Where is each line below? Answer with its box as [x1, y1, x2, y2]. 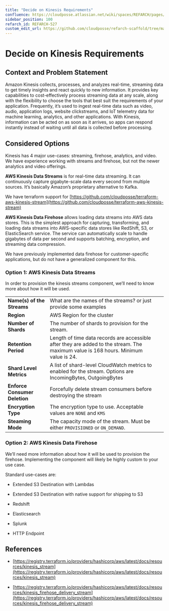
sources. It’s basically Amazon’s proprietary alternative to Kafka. [5, 184, 138, 190]
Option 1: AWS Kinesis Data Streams [5, 269, 96, 276]
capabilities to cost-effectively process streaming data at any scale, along [5, 92, 158, 99]
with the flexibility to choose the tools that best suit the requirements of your [5, 98, 163, 104]
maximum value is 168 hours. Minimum [49, 347, 143, 354]
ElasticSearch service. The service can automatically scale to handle [5, 230, 147, 236]
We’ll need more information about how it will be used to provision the [5, 451, 150, 457]
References [5, 545, 42, 553]
